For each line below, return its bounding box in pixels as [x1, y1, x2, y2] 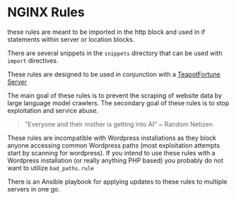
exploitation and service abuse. [7, 106, 99, 114]
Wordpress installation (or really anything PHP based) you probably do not [7, 156, 224, 165]
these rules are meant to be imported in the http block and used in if [7, 28, 206, 36]
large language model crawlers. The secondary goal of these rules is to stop [7, 98, 230, 107]
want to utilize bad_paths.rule [7, 163, 94, 172]
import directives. [7, 56, 59, 64]
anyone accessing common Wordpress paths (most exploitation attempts [7, 141, 220, 149]
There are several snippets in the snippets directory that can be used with [7, 49, 223, 57]
